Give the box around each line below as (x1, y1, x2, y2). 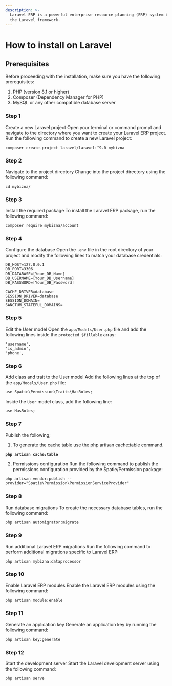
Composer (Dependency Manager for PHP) (12, 94, 104, 100)
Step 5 (5, 314, 22, 321)
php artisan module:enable (5, 598, 63, 603)
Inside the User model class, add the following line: (5, 399, 112, 405)
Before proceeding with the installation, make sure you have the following (5, 73, 160, 80)
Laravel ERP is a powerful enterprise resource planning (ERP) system (10, 12, 164, 17)
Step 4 (5, 235, 22, 242)
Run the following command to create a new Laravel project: (5, 135, 132, 141)
